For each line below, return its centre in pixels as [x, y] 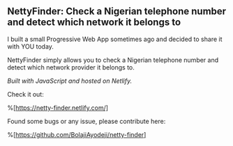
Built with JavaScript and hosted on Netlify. [70, 81]
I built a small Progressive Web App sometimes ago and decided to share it [115, 39]
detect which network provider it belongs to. [71, 67]
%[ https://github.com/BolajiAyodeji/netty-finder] [77, 134]
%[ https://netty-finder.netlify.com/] [58, 108]
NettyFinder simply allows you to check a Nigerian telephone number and [113, 60]
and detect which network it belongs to [94, 23]
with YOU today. [31, 46]
